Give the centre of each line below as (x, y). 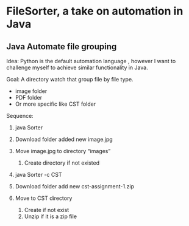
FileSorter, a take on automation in (95, 11)
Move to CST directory (44, 198)
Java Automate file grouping (62, 46)
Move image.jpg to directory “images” (63, 151)
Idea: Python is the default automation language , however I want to (91, 61)
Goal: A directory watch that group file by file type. (70, 79)
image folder (31, 91)
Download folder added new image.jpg (64, 139)
